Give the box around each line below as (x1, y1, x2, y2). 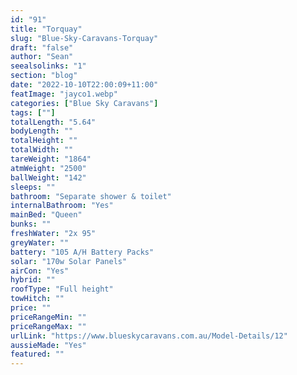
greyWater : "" (10, 237, 70, 248)
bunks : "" (10, 219, 52, 230)
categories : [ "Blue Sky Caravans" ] (10, 98, 159, 108)
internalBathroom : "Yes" (10, 201, 114, 211)
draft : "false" (10, 42, 74, 53)
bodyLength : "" (10, 126, 74, 136)
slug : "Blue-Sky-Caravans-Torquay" (10, 33, 159, 43)
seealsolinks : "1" (10, 61, 87, 71)
